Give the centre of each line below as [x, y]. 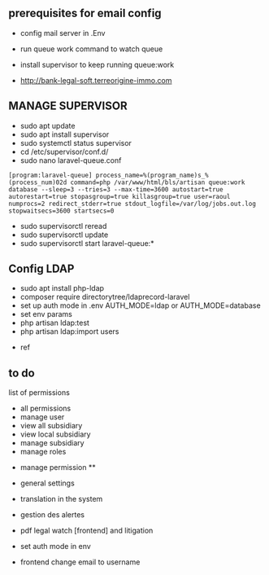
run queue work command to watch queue [91, 49]
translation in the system [61, 499]
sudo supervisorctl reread [63, 226]
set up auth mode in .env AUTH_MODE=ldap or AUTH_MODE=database [141, 305]
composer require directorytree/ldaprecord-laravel [105, 297]
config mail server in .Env [63, 33]
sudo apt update [48, 125]
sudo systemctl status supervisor [76, 143]
